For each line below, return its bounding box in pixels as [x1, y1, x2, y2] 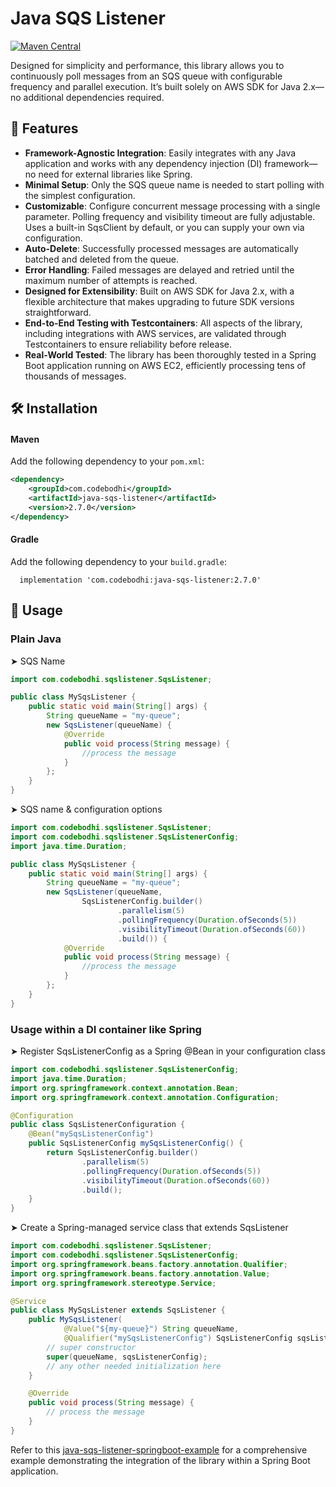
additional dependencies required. [23, 91, 165, 103]
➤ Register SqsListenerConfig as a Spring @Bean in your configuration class [10, 1045, 326, 1057]
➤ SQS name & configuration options [10, 803, 163, 816]
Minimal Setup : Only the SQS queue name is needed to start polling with [24, 178, 325, 191]
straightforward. [24, 306, 92, 318]
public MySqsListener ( [28, 1315, 123, 1325]
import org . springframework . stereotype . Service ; [10, 1278, 217, 1288]
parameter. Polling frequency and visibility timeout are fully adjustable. [24, 210, 316, 222]
